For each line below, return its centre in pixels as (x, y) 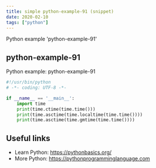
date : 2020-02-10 (27, 17)
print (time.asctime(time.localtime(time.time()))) (80, 115)
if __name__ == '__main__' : (40, 98)
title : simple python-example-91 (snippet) (60, 11)
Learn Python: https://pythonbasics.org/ (63, 152)
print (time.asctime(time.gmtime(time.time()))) (76, 120)
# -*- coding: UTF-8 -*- (36, 88)
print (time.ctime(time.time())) (56, 109)
